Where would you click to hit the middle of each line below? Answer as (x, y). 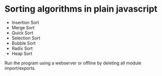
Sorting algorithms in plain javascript (81, 9)
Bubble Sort (24, 43)
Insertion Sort (25, 22)
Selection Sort (26, 38)
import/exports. (20, 68)
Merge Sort (23, 27)
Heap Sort (22, 53)
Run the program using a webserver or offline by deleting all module (73, 63)
